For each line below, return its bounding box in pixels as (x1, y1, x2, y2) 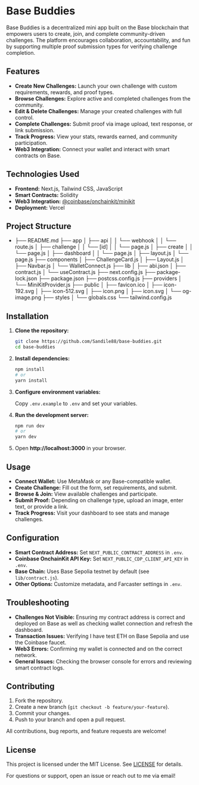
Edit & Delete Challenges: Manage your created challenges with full (14, 107, 182, 114)
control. (14, 114, 34, 121)
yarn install (14, 377, 48, 384)
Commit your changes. (14, 710, 71, 717)
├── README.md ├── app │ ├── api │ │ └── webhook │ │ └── (14, 237, 177, 244)
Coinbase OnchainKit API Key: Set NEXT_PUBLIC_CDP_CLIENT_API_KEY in (14, 555, 189, 562)
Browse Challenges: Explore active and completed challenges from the (14, 95, 191, 102)
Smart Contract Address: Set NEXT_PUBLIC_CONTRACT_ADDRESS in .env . (14, 549, 184, 556)
